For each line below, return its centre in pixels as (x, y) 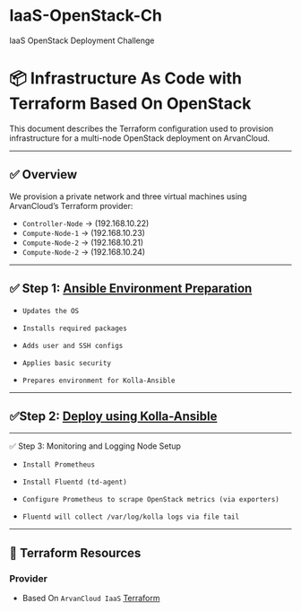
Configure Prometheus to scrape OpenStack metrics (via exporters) (150, 500)
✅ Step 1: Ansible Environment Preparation (131, 289)
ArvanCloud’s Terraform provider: (71, 205)
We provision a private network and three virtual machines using (128, 196)
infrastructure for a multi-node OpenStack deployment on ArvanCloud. (140, 138)
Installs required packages (74, 328)
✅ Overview (43, 175)
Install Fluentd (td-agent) (74, 482)
